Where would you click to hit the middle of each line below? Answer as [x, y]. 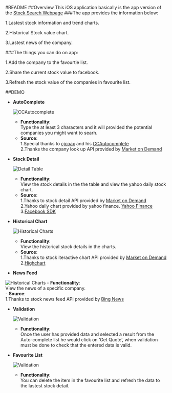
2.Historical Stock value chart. [37, 32]
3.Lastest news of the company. [39, 42]
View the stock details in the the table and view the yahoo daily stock [93, 184]
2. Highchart [33, 263]
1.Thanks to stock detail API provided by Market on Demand [83, 201]
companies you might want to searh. [59, 133]
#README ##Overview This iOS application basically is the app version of [83, 7]
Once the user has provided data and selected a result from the [87, 334]
